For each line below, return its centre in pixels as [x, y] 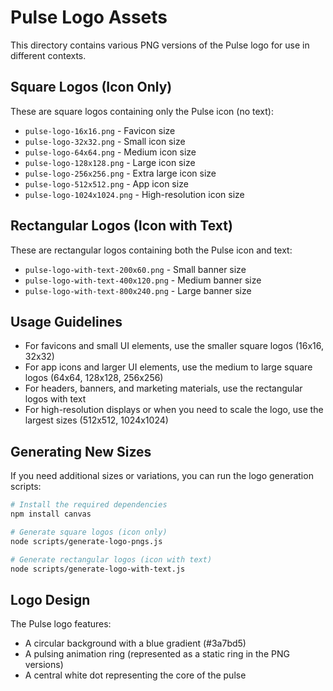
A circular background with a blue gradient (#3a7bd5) [135, 643]
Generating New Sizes [81, 451]
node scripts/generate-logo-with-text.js [98, 569]
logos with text [55, 399]
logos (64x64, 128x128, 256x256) [94, 378]
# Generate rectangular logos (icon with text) [111, 559]
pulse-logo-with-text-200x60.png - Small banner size [135, 269]
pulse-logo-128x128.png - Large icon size [110, 162]
